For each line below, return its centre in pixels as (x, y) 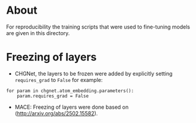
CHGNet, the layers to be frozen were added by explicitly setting (94, 73)
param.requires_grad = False (53, 96)
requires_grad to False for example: (59, 80)
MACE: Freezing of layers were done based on (72, 107)
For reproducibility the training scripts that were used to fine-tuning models (98, 27)
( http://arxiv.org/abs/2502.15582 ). (56, 113)
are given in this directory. (38, 33)
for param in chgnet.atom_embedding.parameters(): (70, 91)
